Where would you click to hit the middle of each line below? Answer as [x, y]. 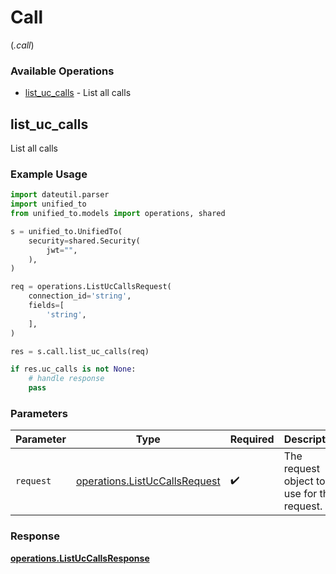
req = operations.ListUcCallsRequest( [91, 287]
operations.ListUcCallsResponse [80, 558]
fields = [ [46, 306]
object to [304, 481]
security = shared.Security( [84, 241]
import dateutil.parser [60, 195]
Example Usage [49, 174]
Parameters [39, 414]
